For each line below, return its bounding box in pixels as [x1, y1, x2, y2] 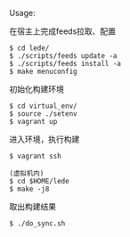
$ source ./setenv [9, 110, 77, 118]
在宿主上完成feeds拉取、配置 [9, 26, 117, 37]
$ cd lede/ [9, 44, 50, 53]
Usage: [9, 8, 36, 18]
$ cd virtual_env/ [9, 102, 77, 110]
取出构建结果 [9, 201, 56, 212]
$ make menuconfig [9, 67, 77, 76]
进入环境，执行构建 [9, 134, 80, 144]
